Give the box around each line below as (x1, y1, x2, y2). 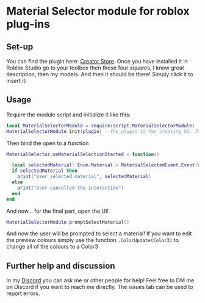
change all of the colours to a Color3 (6, 243, 99, 251)
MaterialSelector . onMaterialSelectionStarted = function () (6, 151, 160, 157)
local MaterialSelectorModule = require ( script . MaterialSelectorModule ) (6, 123, 195, 129)
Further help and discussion (6, 260, 115, 271)
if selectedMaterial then (12, 168, 78, 174)
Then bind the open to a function (6, 139, 89, 147)
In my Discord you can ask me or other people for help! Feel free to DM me (6, 277, 195, 284)
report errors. (6, 290, 40, 297)
